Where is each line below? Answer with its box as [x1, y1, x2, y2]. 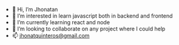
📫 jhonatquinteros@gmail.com [12, 32, 90, 39]
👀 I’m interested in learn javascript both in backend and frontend [12, 12, 173, 19]
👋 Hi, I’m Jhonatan [12, 6, 58, 13]
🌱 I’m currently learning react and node [12, 19, 110, 26]
